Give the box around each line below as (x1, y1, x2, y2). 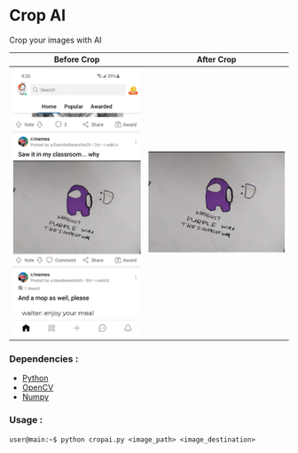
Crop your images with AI (9, 35, 102, 45)
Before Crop (53, 54, 100, 65)
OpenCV (21, 382, 54, 393)
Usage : (9, 414, 43, 426)
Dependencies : (9, 352, 79, 364)
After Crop (196, 54, 237, 65)
